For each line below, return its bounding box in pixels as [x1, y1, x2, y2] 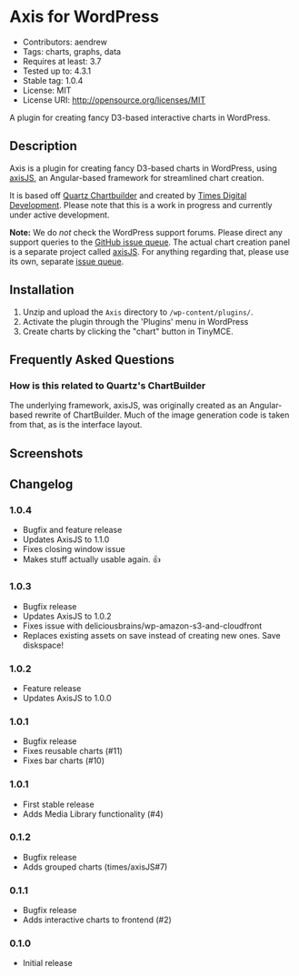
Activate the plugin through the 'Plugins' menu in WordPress [22, 316, 249, 327]
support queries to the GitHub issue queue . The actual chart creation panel [9, 236, 291, 247]
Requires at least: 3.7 [22, 55, 102, 66]
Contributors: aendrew [22, 36, 107, 47]
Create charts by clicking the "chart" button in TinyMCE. [22, 326, 234, 337]
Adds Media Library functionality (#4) [22, 808, 164, 820]
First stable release [22, 799, 95, 810]
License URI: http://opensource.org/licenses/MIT [22, 94, 206, 106]
